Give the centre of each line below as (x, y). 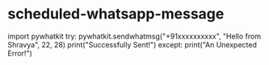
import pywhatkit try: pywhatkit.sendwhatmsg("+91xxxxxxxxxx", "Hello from (134, 36)
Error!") (20, 53)
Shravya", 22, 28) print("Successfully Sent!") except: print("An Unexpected (132, 44)
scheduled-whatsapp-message (116, 14)
